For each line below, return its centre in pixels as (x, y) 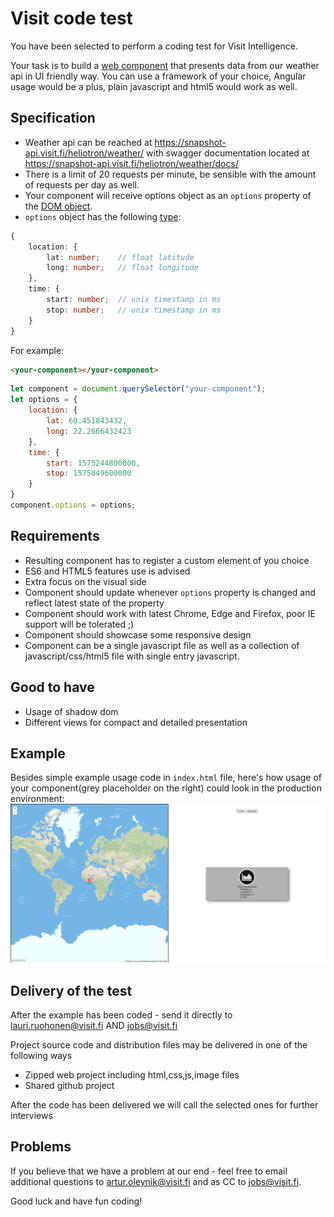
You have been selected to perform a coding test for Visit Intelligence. (154, 46)
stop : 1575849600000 (89, 473)
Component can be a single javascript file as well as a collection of (162, 645)
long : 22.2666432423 (89, 431)
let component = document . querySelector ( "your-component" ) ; (138, 389)
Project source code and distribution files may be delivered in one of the (159, 1045)
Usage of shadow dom (71, 711)
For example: (37, 350)
